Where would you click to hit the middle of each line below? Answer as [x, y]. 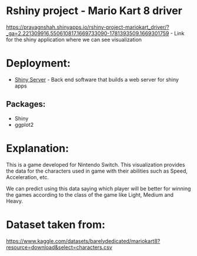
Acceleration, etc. [27, 177]
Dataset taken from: [56, 225]
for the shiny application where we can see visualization [74, 39]
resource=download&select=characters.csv [59, 247]
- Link [177, 33]
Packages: [26, 104]
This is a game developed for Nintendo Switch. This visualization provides [96, 164]
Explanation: [38, 148]
